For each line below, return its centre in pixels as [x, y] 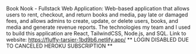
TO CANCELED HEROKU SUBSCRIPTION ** [59, 46]
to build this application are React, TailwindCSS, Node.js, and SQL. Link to [96, 33]
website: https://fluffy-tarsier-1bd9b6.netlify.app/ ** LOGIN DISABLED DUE [97, 40]
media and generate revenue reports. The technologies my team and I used [99, 27]
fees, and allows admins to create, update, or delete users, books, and [92, 21]
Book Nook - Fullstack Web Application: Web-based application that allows [98, 9]
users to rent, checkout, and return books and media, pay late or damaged [97, 15]
